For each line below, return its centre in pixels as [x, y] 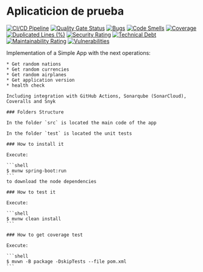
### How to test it [31, 192]
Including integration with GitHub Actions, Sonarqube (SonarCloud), [97, 96]
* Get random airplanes [37, 74]
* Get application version [41, 80]
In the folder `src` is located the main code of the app [81, 123]
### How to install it [35, 144]
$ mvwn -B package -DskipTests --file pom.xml [66, 261]
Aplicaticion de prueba [65, 11]
